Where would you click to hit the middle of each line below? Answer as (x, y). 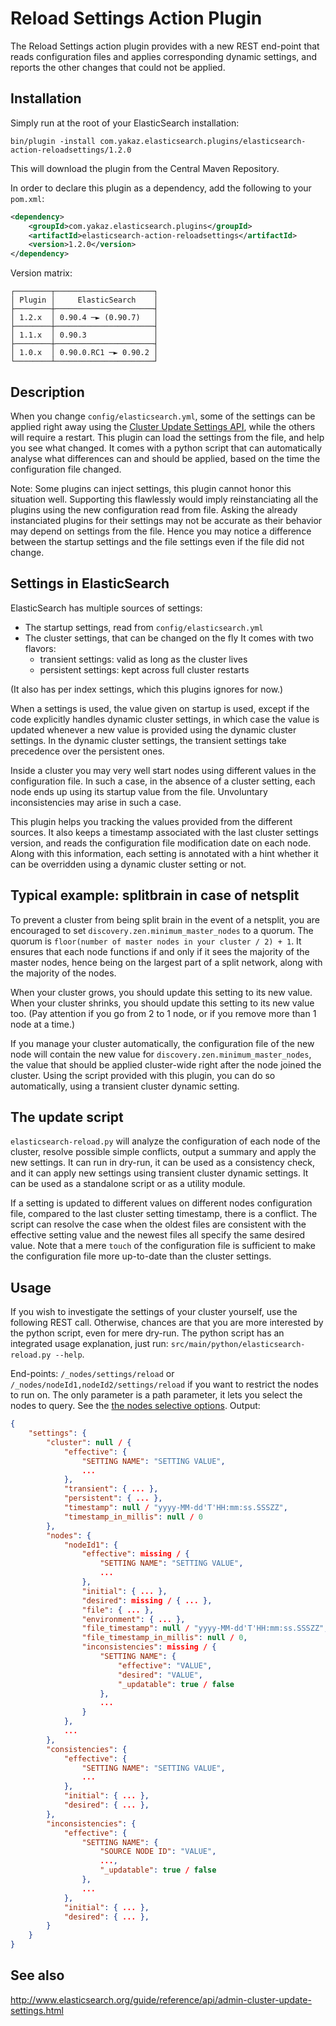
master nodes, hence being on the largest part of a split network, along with (166, 962)
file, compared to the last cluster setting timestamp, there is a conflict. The (164, 1214)
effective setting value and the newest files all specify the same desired (158, 1235)
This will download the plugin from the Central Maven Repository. (145, 168)
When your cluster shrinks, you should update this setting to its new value (162, 1003)
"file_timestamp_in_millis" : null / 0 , (164, 1638)
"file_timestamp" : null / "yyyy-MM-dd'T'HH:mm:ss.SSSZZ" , (205, 1628)
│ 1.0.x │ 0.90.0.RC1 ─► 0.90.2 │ (84, 353)
